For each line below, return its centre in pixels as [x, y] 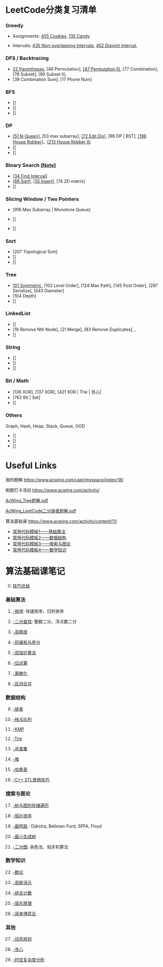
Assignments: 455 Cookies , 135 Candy [51, 36]
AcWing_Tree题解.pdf [27, 500]
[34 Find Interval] [30, 176]
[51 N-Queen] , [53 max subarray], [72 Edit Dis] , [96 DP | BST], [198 [80, 136]
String [13, 347]
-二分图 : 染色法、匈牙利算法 [40, 846]
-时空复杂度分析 [29, 960]
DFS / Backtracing [27, 58]
